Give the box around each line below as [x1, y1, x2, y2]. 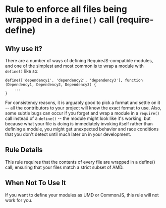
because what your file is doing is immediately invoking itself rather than [5, 121, 153, 126]
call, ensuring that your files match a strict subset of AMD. [5, 164, 124, 170]
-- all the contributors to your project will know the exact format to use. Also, [5, 105, 162, 110]
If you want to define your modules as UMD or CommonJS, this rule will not [5, 192, 159, 198]
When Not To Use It [5, 179, 66, 187]
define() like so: [5, 68, 39, 74]
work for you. [5, 197, 33, 203]
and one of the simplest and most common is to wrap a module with [5, 63, 144, 69]
